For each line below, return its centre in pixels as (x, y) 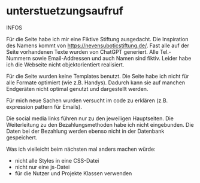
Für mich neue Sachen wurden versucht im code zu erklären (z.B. (87, 100)
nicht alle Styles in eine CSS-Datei (57, 160)
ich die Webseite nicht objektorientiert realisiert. (65, 65)
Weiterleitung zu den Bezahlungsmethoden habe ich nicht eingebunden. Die (100, 124)
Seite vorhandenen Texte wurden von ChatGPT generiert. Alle (82, 51)
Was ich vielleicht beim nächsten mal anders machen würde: (81, 149)
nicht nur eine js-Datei (42, 167)
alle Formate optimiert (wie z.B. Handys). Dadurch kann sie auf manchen (96, 83)
